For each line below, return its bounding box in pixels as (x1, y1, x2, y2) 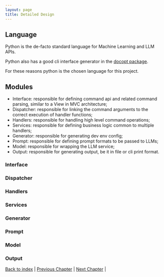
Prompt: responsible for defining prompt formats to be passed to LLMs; (12, 138, 159, 144)
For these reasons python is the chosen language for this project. (5, 68, 139, 74)
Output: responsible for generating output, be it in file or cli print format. (12, 149, 160, 155)
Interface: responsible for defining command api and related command (12, 96, 158, 102)
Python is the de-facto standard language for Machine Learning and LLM (5, 43, 155, 50)
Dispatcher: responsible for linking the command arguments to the (12, 107, 148, 113)
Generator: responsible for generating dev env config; (12, 133, 123, 139)
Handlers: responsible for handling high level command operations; (12, 117, 150, 123)
